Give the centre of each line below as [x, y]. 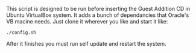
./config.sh [21, 33]
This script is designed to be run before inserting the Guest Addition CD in [98, 9]
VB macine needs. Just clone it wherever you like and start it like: [87, 21]
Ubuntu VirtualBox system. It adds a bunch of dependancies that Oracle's [98, 15]
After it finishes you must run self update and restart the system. [87, 44]
